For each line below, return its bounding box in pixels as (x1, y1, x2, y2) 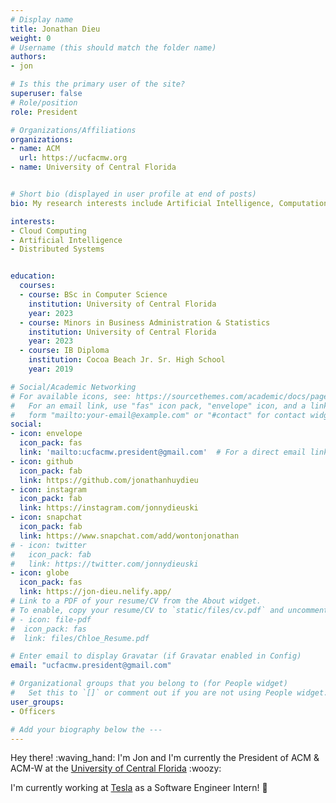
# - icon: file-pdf (10, 614, 92, 625)
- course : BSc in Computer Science (19, 290, 168, 300)
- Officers (10, 706, 56, 716)
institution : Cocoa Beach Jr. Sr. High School (28, 355, 226, 365)
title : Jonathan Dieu (10, 24, 101, 34)
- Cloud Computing (10, 226, 87, 236)
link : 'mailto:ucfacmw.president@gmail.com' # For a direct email (19, 447, 307, 457)
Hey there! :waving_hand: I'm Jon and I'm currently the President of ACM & (10, 752, 320, 764)
